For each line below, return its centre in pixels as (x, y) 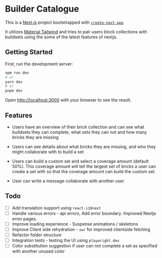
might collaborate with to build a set (48, 152)
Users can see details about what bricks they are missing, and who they (84, 146)
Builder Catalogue (42, 9)
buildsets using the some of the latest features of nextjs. (61, 37)
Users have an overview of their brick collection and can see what (78, 127)
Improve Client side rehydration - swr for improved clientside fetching (81, 229)
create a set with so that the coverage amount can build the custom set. (84, 171)
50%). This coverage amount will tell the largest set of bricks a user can (84, 166)
